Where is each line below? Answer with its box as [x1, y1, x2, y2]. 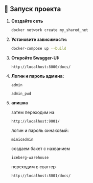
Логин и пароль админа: [11, 73, 64, 79]
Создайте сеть [11, 18, 43, 24]
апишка [11, 99, 28, 106]
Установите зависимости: [11, 36, 68, 42]
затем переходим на [11, 109, 54, 115]
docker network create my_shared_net [11, 28, 89, 32]
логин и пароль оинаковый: [11, 127, 69, 133]
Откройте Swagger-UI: [11, 55, 60, 61]
